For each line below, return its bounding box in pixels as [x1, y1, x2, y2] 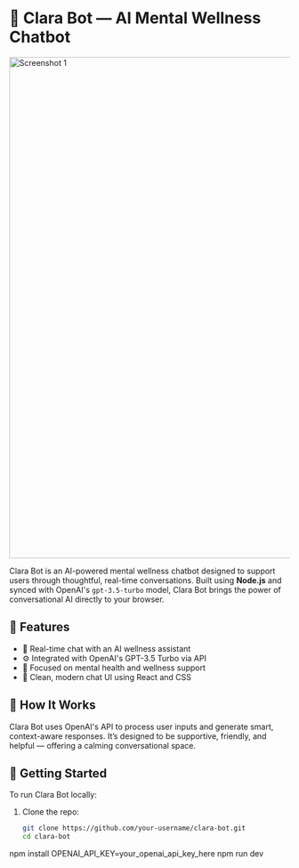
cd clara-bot [21, 832, 71, 841]
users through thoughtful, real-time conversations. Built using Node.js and [9, 574, 282, 586]
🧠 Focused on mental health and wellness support [21, 662, 206, 673]
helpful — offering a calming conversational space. [9, 740, 197, 750]
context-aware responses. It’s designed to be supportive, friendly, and [9, 730, 267, 742]
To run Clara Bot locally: [9, 790, 98, 800]
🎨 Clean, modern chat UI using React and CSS [21, 671, 191, 682]
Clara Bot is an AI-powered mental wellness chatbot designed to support [9, 565, 276, 576]
